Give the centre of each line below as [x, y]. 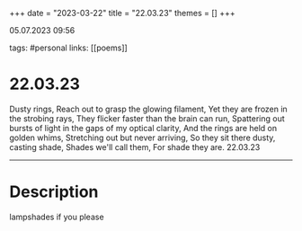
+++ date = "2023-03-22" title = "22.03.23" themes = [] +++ [122, 13]
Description [54, 192]
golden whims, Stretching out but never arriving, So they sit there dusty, [142, 138]
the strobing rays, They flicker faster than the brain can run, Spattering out [147, 118]
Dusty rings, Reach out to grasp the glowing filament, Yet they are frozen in [148, 109]
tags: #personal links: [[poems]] [68, 48]
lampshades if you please [57, 217]
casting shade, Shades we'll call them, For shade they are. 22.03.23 [135, 147]
